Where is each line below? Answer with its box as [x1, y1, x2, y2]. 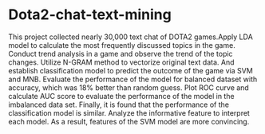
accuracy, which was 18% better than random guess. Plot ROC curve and [8, 82, 249, 93]
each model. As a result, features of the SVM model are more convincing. [8, 116, 250, 126]
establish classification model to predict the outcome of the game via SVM [8, 65, 253, 75]
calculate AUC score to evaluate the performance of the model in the [8, 91, 235, 100]
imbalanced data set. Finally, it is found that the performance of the [8, 100, 230, 109]
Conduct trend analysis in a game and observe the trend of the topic [8, 49, 233, 58]
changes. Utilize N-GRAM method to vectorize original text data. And [8, 57, 235, 67]
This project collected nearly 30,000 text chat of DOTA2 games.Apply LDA [8, 32, 253, 41]
